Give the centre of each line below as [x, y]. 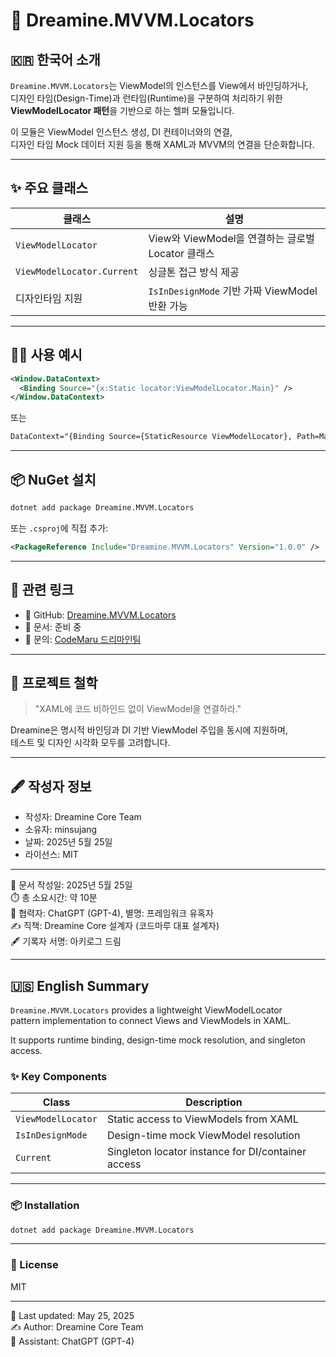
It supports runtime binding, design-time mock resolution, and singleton [158, 1040]
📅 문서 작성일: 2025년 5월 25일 [71, 885]
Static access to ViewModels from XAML [202, 1119]
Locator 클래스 [181, 253]
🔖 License [34, 1265]
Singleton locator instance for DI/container [206, 1152]
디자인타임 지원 [49, 298]
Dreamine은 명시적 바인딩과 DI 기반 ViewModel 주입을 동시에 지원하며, [149, 730]
